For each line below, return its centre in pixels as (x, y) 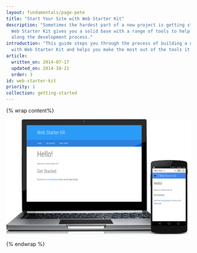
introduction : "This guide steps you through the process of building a (97, 44)
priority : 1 (21, 87)
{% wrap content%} (30, 111)
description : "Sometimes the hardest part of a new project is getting (95, 25)
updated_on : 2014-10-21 (40, 68)
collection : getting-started (42, 93)
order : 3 (22, 74)
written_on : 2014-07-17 (40, 62)
